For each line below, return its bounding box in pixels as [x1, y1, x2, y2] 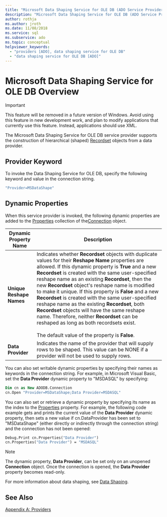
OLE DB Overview [5, 86, 80, 97]
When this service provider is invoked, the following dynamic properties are [5, 213, 160, 219]
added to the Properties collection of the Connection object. [5, 218, 127, 224]
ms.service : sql [5, 30, 39, 35]
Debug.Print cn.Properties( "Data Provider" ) [5, 435, 99, 440]
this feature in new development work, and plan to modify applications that [5, 117, 159, 123]
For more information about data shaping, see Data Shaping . [5, 479, 129, 485]
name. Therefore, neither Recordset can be [36, 313, 138, 320]
